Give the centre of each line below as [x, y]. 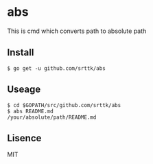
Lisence [24, 138]
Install [21, 52]
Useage [24, 90]
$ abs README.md [30, 111]
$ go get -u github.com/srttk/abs [57, 68]
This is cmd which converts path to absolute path [77, 31]
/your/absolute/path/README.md [52, 117]
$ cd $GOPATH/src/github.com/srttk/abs [64, 105]
